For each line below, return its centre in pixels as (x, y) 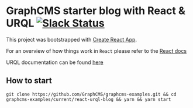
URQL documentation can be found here (55, 62)
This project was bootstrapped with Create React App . (72, 39)
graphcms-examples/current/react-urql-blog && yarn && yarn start (89, 99)
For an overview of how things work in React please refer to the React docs (96, 50)
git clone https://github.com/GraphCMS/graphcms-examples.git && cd (91, 94)
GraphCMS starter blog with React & (96, 11)
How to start (29, 81)
